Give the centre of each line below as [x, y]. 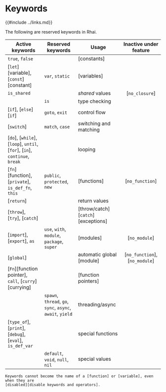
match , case [57, 127]
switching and [94, 123]
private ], [20, 181]
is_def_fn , [20, 187]
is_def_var [20, 346]
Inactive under [141, 44]
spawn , [51, 295]
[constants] [91, 58]
